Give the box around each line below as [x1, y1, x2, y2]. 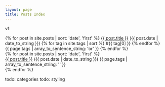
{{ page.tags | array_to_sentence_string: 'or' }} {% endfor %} [5, 45, 128, 51]
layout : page [5, 7, 32, 12]
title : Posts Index [5, 12, 45, 17]
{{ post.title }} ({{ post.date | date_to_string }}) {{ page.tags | [5, 56, 127, 62]
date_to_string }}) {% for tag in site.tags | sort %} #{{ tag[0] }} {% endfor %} [5, 40, 161, 46]
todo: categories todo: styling [5, 76, 65, 82]
